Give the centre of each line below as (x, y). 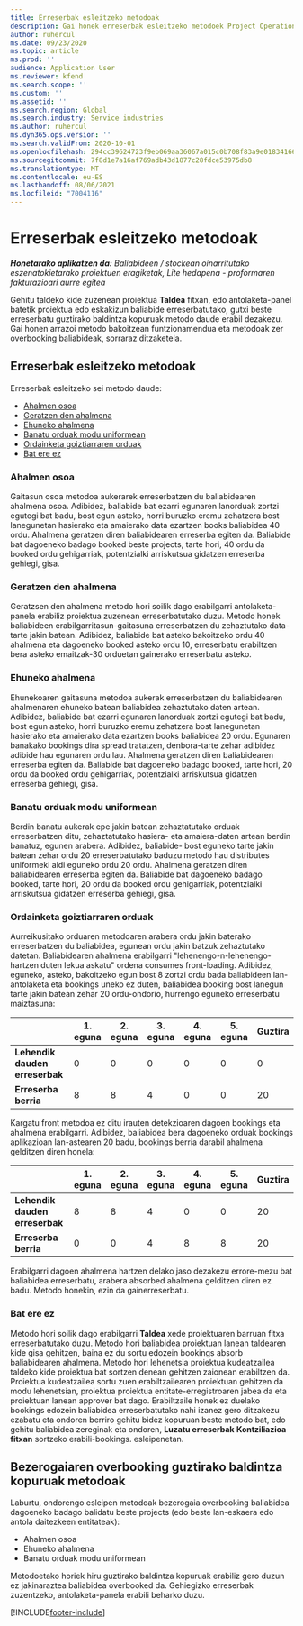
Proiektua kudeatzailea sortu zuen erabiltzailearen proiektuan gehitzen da (147, 1381)
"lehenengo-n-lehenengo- (223, 955)
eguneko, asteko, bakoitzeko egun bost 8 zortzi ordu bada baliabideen (141, 975)
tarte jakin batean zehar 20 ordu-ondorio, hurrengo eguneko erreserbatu (145, 994)
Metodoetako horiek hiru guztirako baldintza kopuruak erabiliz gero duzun (147, 1576)
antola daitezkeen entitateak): (65, 1522)
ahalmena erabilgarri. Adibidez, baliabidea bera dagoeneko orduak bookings (151, 1133)
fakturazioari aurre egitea (58, 282)
